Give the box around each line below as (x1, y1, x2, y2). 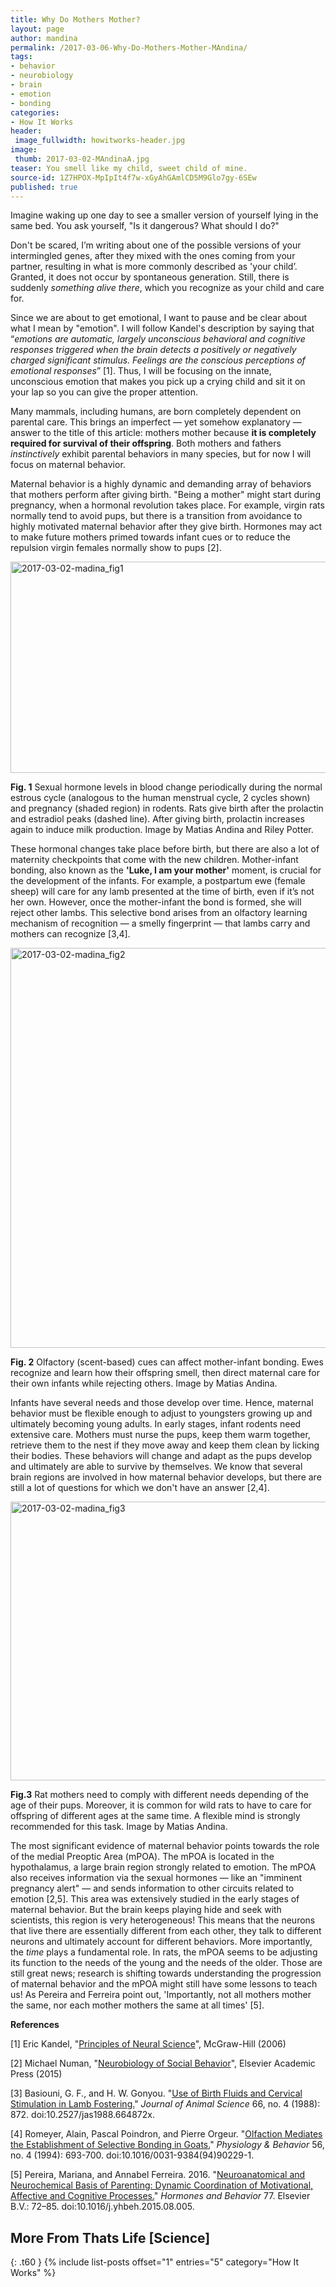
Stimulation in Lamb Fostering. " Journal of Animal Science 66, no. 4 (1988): (10, 2098, 321, 2110)
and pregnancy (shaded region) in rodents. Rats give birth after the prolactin (10, 802, 324, 815)
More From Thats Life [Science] (10, 2229, 211, 2246)
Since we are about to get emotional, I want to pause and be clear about (10, 312, 308, 324)
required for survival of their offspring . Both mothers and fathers (10, 437, 282, 450)
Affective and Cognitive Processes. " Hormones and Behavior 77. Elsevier (10, 2190, 311, 2202)
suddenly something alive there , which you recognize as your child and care (10, 282, 325, 294)
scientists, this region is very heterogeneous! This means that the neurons (10, 1914, 316, 1926)
